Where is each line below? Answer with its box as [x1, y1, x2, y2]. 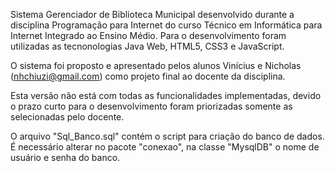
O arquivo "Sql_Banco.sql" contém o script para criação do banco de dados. [10, 130, 325, 142]
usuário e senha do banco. [10, 152, 121, 163]
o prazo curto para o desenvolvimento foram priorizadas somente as [10, 100, 293, 112]
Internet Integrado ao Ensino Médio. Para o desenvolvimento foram [10, 30, 287, 41]
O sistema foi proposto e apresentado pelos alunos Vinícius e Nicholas [10, 60, 302, 71]
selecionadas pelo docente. [10, 111, 125, 123]
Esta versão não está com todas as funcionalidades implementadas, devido [10, 90, 322, 101]
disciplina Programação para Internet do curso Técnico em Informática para [10, 19, 323, 31]
